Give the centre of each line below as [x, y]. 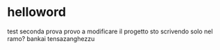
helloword [37, 12]
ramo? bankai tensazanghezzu [51, 38]
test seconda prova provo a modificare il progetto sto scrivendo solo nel [110, 31]
